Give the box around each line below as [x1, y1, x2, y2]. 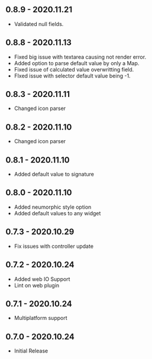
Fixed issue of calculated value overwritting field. [14, 66, 134, 73]
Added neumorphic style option [14, 203, 92, 211]
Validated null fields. [14, 20, 64, 27]
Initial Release [14, 347, 48, 354]
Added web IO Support [14, 275, 70, 283]
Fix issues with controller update [14, 242, 94, 250]
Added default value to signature [14, 171, 94, 178]
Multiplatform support [14, 315, 67, 322]
